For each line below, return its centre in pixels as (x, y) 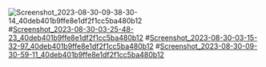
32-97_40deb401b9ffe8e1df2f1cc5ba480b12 (81, 46)
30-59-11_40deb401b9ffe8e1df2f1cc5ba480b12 (86, 55)
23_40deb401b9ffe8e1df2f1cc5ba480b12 (76, 37)
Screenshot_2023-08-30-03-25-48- (73, 29)
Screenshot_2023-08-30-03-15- (204, 37)
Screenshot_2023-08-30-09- (209, 46)
